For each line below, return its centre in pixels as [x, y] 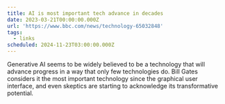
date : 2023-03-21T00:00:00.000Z [53, 20]
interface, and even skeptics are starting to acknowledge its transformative [113, 86]
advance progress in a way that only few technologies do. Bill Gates [103, 71]
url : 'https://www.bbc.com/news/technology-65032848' [85, 26]
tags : [15, 32]
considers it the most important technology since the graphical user [103, 79]
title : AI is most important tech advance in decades [85, 13]
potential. [21, 93]
